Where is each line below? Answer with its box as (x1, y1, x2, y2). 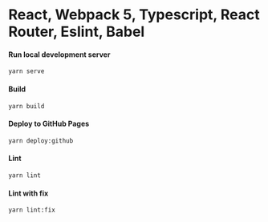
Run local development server (8, 50, 111, 59)
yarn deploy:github (8, 136, 74, 145)
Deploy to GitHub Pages (8, 119, 90, 129)
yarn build (8, 102, 45, 110)
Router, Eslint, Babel (8, 22, 145, 41)
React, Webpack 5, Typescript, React (8, 6, 260, 24)
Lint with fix (8, 188, 49, 198)
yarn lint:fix (8, 206, 56, 214)
